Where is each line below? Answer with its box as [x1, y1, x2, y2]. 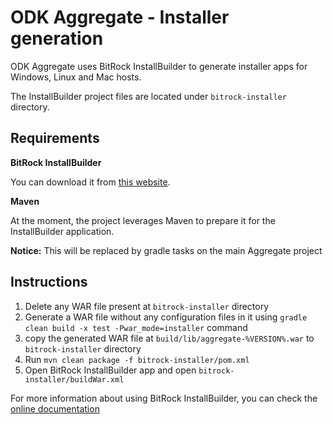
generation [10, 27, 104, 50]
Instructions [10, 274, 88, 291]
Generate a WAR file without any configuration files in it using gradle [24, 311, 308, 323]
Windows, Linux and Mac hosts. [10, 71, 142, 83]
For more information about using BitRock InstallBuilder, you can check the [10, 392, 318, 404]
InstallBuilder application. [10, 225, 115, 237]
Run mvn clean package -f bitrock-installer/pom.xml [24, 353, 250, 365]
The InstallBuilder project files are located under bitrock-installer [10, 90, 287, 102]
